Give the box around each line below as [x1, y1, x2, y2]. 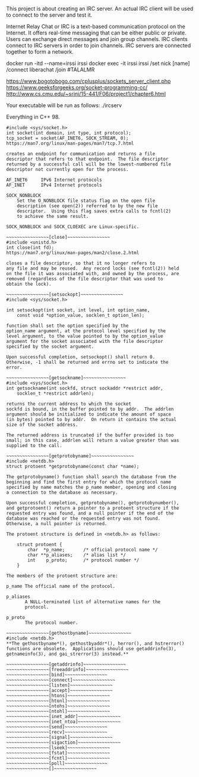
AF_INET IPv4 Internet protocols [6, 182, 102, 188]
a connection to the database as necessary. [6, 489, 118, 495]
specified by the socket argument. [6, 344, 94, 350]
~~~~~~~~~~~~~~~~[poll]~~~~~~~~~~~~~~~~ [6, 760, 108, 766]
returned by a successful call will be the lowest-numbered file [6, 161, 171, 167]
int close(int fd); [6, 245, 55, 251]
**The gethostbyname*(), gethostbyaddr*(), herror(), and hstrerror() [6, 641, 185, 647]
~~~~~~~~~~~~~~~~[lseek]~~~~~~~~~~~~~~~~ [6, 745, 110, 751]
